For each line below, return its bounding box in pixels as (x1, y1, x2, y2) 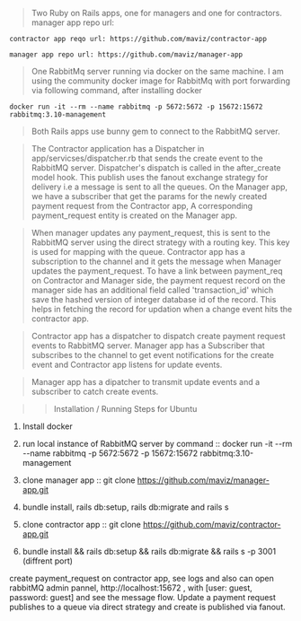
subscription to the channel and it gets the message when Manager (31, 256, 281, 267)
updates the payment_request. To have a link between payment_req (31, 266, 283, 276)
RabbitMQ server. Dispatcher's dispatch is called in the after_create (31, 162, 281, 173)
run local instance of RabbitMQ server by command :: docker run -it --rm (22, 439, 293, 449)
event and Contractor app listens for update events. (31, 359, 223, 370)
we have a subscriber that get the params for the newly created (31, 191, 268, 201)
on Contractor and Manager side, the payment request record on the (31, 276, 286, 285)
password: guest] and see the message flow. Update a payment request (9, 592, 277, 602)
